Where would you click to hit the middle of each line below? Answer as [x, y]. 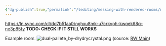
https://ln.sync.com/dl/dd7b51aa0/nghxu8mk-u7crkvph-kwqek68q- [74, 23]
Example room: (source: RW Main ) [78, 38]
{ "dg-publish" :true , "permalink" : [40, 10]
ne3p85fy [15, 29]
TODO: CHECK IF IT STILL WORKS [62, 29]
